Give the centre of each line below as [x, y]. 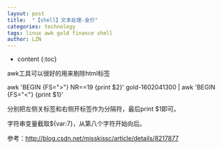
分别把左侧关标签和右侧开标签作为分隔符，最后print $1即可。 [93, 109]
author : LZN [24, 40]
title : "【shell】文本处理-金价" [53, 20]
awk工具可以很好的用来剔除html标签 [59, 73]
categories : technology [41, 26]
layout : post [26, 14]
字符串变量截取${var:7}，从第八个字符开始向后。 [76, 124]
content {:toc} [37, 59]
